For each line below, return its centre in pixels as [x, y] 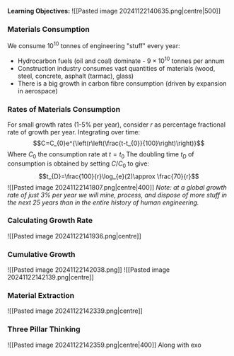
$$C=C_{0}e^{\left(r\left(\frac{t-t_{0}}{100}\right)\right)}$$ [119, 143]
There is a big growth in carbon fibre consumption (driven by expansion [122, 83]
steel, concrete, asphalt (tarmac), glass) [76, 76]
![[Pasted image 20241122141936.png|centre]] [74, 236]
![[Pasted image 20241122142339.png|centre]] [75, 311]
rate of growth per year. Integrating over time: [74, 132]
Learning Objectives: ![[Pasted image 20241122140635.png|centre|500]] [114, 11]
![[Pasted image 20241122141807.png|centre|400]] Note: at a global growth [117, 187]
